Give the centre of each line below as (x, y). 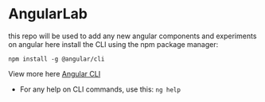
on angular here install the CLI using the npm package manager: (113, 44)
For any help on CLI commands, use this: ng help (100, 89)
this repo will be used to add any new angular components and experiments (132, 36)
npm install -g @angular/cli (57, 59)
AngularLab (48, 14)
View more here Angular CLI (55, 73)
